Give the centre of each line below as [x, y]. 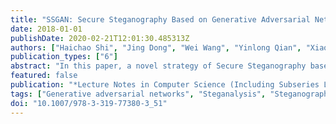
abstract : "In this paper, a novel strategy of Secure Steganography [158, 66]
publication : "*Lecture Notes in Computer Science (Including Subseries [165, 85]
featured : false [44, 76]
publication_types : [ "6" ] [64, 57]
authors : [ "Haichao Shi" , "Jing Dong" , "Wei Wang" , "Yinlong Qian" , [156, 47]
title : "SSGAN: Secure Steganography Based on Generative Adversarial [160, 19]
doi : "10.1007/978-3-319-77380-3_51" [89, 103]
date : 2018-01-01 [46, 29]
